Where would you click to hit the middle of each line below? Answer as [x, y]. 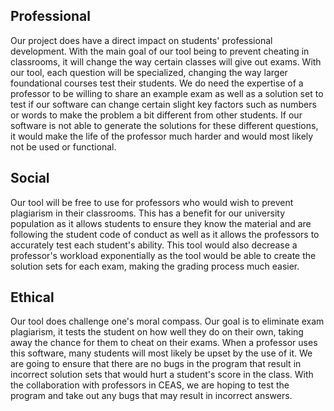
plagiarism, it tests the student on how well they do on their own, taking [157, 332]
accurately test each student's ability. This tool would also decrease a [154, 245]
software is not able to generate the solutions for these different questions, [164, 125]
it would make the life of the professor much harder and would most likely [162, 136]
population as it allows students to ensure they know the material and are [161, 223]
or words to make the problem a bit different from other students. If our [156, 115]
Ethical [32, 297]
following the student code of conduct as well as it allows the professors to [165, 234]
